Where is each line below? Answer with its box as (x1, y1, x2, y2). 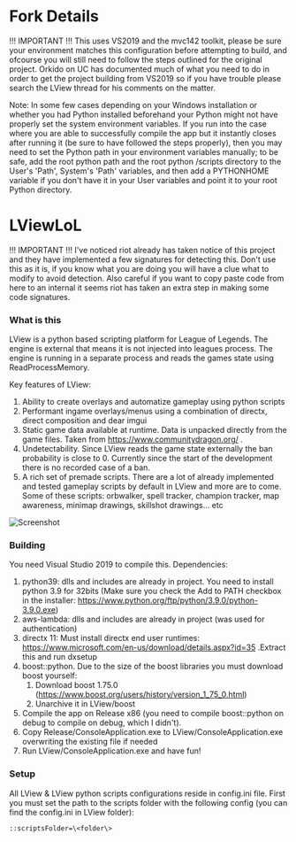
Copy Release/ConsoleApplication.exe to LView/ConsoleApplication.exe (21, 727, 284, 738)
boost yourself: (21, 670, 78, 681)
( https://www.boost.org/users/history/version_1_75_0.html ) (34, 689, 247, 700)
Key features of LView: (9, 379, 91, 390)
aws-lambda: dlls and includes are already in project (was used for (21, 614, 265, 625)
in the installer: (21, 595, 77, 606)
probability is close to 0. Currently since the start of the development (21, 453, 273, 464)
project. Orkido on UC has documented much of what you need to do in (9, 64, 270, 74)
